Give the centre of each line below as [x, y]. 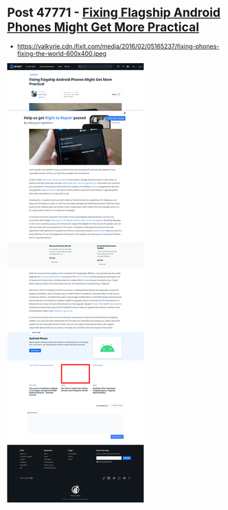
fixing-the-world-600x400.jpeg [61, 54]
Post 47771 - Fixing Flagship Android [114, 13]
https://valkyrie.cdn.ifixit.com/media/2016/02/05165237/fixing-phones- [118, 46]
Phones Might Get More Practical [103, 27]
